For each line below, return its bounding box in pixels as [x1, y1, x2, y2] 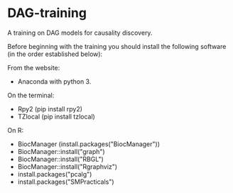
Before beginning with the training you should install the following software [7, 42, 227, 50]
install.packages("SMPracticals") [17, 177, 115, 186]
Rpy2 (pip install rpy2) [17, 104, 83, 113]
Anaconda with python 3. [17, 77, 92, 86]
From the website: [7, 63, 60, 72]
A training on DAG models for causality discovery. [7, 28, 153, 37]
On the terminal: [7, 91, 55, 99]
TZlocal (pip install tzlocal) [17, 112, 96, 121]
